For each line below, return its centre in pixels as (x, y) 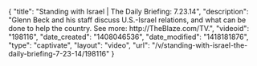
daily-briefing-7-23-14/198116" (59, 54)
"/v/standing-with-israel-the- (200, 45)
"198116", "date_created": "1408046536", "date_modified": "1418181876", (128, 37)
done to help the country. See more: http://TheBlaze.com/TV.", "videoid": (129, 28)
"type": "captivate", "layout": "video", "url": (79, 45)
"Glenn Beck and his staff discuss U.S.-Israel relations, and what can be (127, 20)
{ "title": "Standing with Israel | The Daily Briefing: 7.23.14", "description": (128, 12)
